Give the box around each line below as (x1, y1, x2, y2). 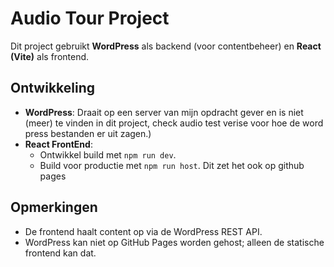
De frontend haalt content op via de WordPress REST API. (24, 225, 263, 237)
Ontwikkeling (10, 80, 96, 97)
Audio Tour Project (10, 7, 170, 30)
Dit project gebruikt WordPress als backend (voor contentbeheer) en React (10, 40, 322, 52)
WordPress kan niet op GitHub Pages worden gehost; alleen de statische (24, 236, 325, 248)
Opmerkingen (10, 199, 98, 216)
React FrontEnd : (24, 138, 93, 150)
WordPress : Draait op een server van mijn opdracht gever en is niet (24, 106, 304, 118)
